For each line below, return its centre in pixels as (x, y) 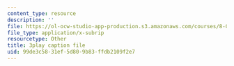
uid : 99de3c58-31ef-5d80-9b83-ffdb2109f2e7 (71, 52)
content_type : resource (42, 13)
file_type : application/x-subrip (56, 33)
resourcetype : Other (37, 39)
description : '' (31, 20)
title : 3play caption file (46, 45)
